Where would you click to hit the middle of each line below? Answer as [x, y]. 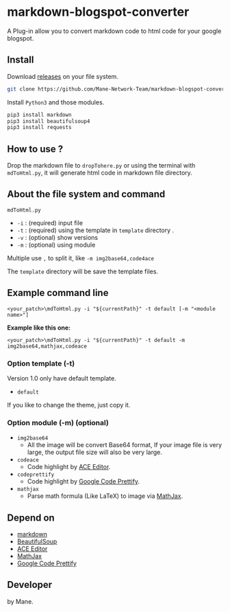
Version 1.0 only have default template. [62, 378]
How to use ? [35, 149]
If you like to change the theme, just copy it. [69, 405]
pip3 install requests [39, 128]
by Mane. [21, 601]
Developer [30, 585]
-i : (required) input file [50, 223]
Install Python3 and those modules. [56, 102]
